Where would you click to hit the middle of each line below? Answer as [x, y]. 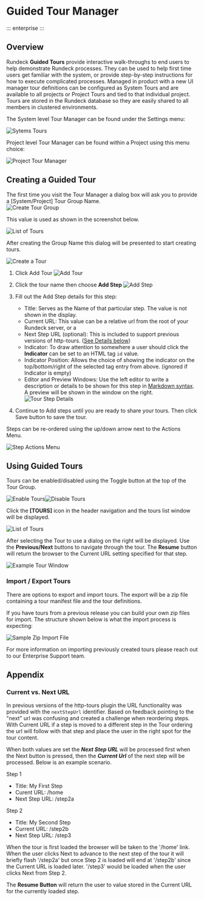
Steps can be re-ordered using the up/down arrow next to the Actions [93, 429]
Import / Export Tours [39, 581]
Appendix [25, 675]
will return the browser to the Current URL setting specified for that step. [97, 554]
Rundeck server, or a [50, 327]
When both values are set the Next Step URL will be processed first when [98, 750]
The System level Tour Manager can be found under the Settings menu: [96, 119]
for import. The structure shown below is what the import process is [91, 619]
